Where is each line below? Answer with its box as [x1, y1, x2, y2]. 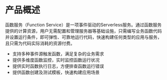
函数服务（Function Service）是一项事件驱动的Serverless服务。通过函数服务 [5, 22, 162, 28]
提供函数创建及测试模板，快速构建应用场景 [12, 69, 100, 75]
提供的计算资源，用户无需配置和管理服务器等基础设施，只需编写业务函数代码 [5, 28, 162, 34]
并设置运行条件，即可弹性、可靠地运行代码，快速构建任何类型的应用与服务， [5, 34, 162, 40]
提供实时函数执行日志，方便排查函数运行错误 [12, 63, 104, 69]
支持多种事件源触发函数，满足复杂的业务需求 [12, 50, 104, 57]
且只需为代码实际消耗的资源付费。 [5, 40, 75, 46]
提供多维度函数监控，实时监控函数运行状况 [12, 57, 100, 63]
